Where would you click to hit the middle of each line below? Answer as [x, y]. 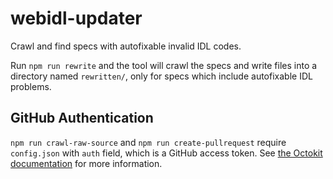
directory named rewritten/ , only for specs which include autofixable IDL [161, 76]
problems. [31, 86]
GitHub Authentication [82, 118]
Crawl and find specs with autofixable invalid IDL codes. [126, 46]
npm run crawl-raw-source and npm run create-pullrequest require [148, 142]
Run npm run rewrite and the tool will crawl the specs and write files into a [164, 65]
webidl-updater [76, 18]
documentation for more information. [86, 163]
